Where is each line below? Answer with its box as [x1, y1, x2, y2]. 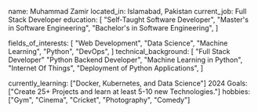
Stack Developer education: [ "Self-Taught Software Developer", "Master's [8, 15, 249, 24]
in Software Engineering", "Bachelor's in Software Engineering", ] [8, 23, 219, 32]
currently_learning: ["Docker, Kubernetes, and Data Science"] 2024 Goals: [8, 78, 248, 88]
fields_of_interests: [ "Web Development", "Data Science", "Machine [8, 38, 228, 48]
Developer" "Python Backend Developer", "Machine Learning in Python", [8, 55, 243, 64]
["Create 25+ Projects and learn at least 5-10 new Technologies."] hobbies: [8, 87, 251, 96]
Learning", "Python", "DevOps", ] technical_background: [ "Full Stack [8, 47, 231, 56]
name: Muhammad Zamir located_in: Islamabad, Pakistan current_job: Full [8, 7, 247, 16]
